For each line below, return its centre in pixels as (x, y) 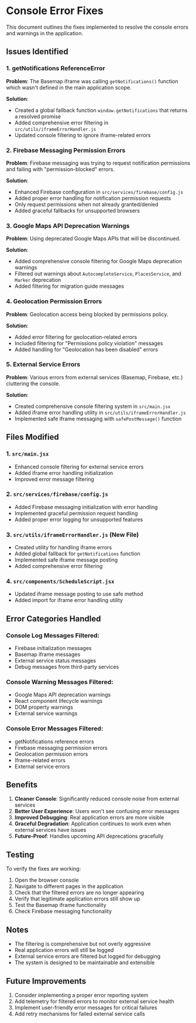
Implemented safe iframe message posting (66, 560)
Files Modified (33, 437)
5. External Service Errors (43, 365)
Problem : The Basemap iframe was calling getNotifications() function (92, 81)
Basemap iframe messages (47, 654)
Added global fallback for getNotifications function (77, 554)
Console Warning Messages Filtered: (60, 682)
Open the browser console (47, 880)
